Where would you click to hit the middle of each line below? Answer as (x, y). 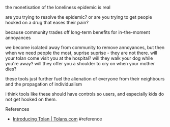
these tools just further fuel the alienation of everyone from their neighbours (85, 79)
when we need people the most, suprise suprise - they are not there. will (81, 53)
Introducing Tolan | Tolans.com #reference (57, 119)
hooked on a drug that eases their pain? (47, 23)
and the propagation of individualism (44, 84)
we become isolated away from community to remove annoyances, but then (85, 47)
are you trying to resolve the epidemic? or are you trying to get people (79, 17)
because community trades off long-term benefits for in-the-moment (78, 32)
